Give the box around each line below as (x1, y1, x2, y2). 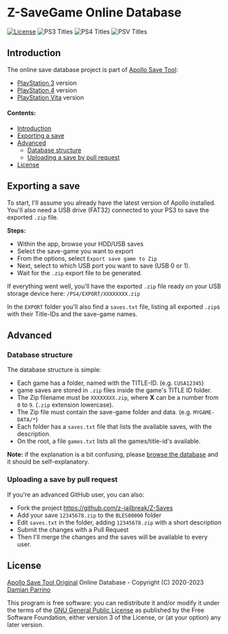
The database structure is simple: (7, 366, 101, 374)
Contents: (7, 109, 36, 117)
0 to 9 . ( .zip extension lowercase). (16, 401, 114, 409)
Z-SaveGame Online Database (7, 5, 182, 21)
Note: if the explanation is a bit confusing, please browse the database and (7, 451, 218, 459)
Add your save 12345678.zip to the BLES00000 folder (16, 511, 162, 519)
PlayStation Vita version (16, 93, 84, 101)
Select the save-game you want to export (16, 246, 134, 255)
